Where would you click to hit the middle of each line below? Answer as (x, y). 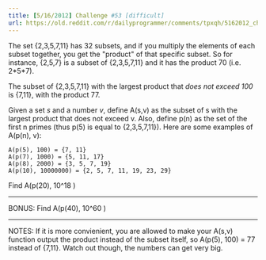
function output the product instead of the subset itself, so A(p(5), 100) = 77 (132, 239)
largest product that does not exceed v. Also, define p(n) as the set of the (128, 118)
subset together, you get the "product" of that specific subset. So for (120, 54)
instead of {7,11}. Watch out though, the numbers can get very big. (116, 247)
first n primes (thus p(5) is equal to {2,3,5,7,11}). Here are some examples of (131, 127)
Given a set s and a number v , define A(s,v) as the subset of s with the (123, 110)
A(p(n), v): (25, 135)
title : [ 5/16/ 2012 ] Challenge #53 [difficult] (86, 15)
